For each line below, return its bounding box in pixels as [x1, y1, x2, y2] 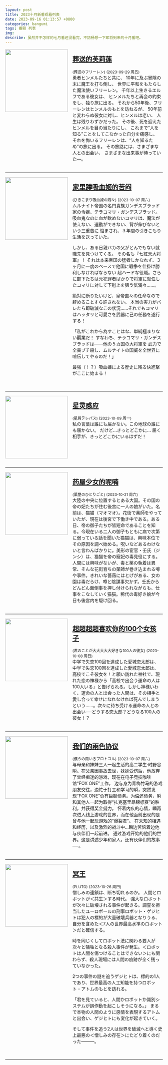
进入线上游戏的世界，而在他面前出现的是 [76, 811, 160, 817]
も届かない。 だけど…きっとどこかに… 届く [72, 427, 161, 433]
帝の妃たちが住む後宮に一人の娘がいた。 [72, 503, 156, 509]
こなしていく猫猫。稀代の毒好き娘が [80, 591, 156, 597]
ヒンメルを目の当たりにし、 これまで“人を [72, 125, 159, 131]
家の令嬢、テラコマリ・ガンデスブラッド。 [72, 209, 160, 215]
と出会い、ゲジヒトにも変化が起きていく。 [72, 1015, 160, 1021]
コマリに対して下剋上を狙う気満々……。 [76, 282, 159, 288]
